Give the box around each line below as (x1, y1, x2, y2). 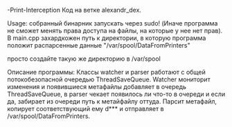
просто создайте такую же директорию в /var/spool (7, 55, 161, 63)
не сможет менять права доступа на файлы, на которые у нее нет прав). (7, 27, 223, 35)
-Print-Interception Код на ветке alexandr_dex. (7, 6, 142, 14)
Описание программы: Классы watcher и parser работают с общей (7, 68, 206, 76)
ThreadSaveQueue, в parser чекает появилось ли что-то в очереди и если (7, 90, 226, 98)
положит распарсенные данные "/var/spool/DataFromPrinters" (7, 41, 190, 49)
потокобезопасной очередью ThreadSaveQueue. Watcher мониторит (7, 75, 211, 84)
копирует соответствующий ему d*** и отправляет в (7, 105, 164, 113)
